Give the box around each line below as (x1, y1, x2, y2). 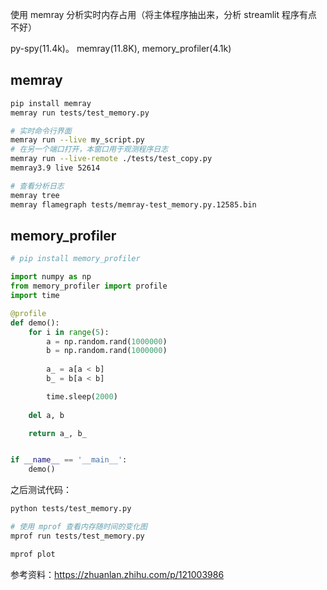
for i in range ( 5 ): (28, 327, 110, 337)
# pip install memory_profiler (10, 254, 141, 264)
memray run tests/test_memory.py (10, 108, 150, 118)
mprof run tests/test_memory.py (10, 531, 145, 541)
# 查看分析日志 (10, 181, 65, 191)
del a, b (28, 410, 65, 420)
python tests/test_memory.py (10, 504, 132, 514)
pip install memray (10, 98, 92, 108)
